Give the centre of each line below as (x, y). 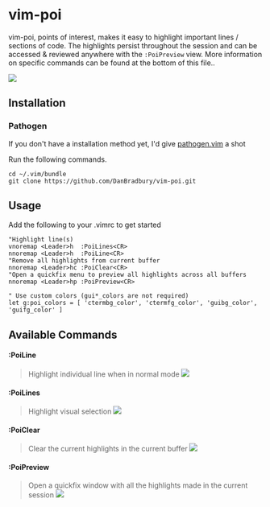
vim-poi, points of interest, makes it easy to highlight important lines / (124, 37)
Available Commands (63, 334)
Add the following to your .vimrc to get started (85, 225)
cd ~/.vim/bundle (37, 174)
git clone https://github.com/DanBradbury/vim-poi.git (102, 181)
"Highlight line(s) (41, 240)
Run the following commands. (58, 159)
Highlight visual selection (70, 411)
